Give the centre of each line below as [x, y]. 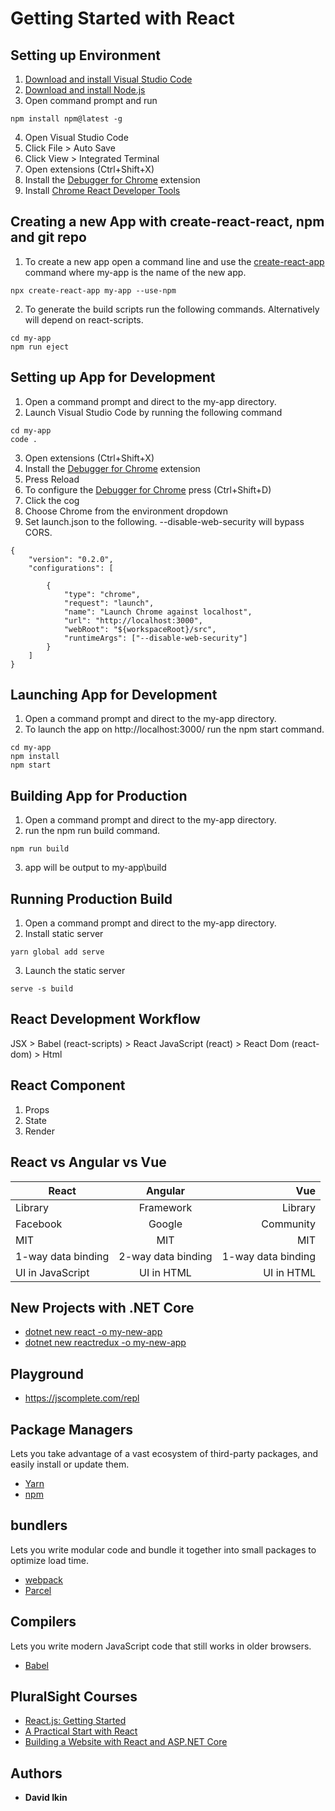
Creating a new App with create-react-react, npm [167, 222]
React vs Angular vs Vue [88, 1162]
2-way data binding [165, 1256]
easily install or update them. [70, 1464]
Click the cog [52, 500]
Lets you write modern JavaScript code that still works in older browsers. [161, 1646]
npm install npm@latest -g [66, 119]
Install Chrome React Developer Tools [102, 190]
